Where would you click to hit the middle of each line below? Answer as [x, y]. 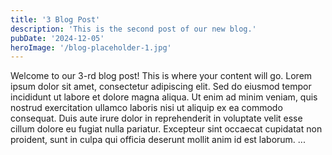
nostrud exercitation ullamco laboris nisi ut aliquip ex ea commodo [146, 108]
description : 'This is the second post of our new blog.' [133, 29]
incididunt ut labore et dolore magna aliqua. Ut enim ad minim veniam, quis [164, 97]
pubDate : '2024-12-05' [57, 38]
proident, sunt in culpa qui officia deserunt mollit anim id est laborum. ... [158, 140]
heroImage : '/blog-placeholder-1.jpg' [91, 47]
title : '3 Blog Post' [55, 19]
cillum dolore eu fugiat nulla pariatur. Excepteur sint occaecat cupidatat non [166, 129]
